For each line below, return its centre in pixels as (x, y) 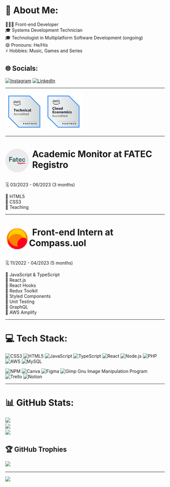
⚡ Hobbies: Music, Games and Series (44, 51)
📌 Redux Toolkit (22, 290)
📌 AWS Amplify (21, 312)
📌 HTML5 (15, 196)
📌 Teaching (17, 207)
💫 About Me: (32, 10)
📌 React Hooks (21, 285)
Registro (50, 165)
